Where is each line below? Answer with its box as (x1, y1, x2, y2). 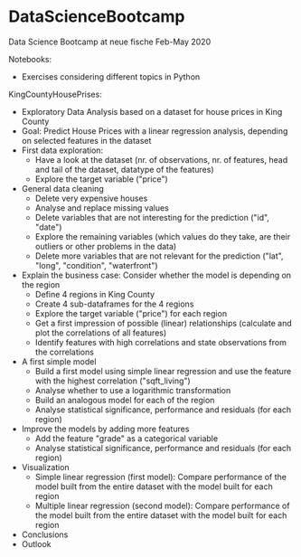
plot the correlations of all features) (34, 327, 167, 338)
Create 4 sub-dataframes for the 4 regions (34, 298, 194, 309)
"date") (34, 222, 62, 232)
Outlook (21, 538, 52, 549)
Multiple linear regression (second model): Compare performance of (34, 500, 290, 511)
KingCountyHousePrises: (8, 89, 103, 99)
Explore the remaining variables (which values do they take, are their (34, 231, 291, 241)
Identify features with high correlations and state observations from (34, 336, 287, 347)
